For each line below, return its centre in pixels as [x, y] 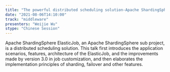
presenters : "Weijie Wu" [31, 24]
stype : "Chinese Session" [32, 29]
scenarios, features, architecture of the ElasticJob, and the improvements [82, 54]
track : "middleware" [27, 19]
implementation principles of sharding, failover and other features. [74, 64]
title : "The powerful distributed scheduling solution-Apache [72, 10]
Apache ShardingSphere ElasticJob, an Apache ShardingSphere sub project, [85, 43]
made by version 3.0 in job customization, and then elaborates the [74, 59]
